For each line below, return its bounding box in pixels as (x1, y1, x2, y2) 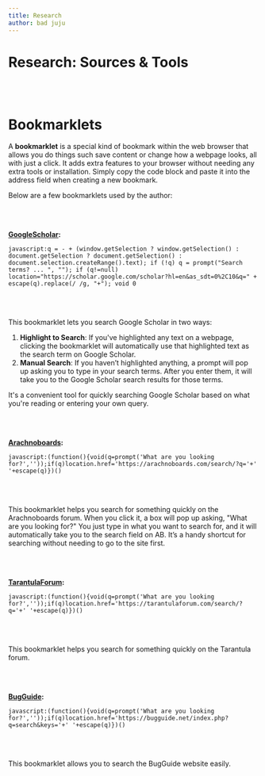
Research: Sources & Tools (8, 53, 189, 71)
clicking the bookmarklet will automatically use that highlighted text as (19, 342, 250, 351)
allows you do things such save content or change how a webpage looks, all (8, 150, 258, 159)
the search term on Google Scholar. (19, 350, 136, 359)
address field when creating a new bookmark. (8, 175, 159, 185)
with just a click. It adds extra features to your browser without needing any (8, 159, 255, 168)
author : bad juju (8, 19, 66, 27)
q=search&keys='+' (8, 721, 69, 729)
